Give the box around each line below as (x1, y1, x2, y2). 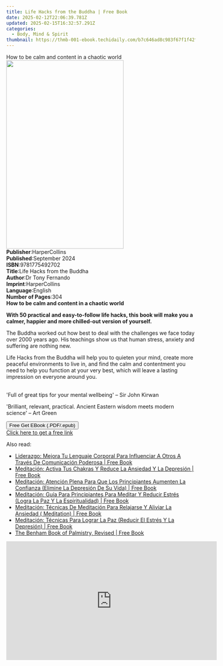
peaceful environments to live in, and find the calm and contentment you (6, 360, 186, 367)
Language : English (6, 287, 52, 294)
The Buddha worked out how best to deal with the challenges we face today (6, 329, 195, 337)
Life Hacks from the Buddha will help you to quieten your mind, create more (6, 354, 194, 361)
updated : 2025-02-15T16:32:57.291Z (6, 20, 96, 26)
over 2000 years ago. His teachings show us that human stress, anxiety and (6, 336, 195, 343)
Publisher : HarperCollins (6, 249, 67, 255)
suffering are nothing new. (6, 342, 72, 349)
